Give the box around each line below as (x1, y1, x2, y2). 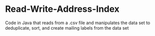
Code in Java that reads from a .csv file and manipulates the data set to (5, 20, 151, 26)
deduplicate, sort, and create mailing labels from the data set (5, 25, 129, 31)
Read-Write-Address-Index (5, 3, 120, 15)
